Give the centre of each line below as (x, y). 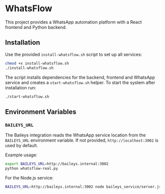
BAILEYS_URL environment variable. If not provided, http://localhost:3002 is (82, 140)
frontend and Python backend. (36, 27)
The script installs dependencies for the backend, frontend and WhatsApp (80, 77)
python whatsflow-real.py (31, 168)
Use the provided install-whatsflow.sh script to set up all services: (74, 54)
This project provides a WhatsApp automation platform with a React (74, 22)
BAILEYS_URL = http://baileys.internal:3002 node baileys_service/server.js (83, 187)
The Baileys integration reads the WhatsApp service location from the (76, 135)
